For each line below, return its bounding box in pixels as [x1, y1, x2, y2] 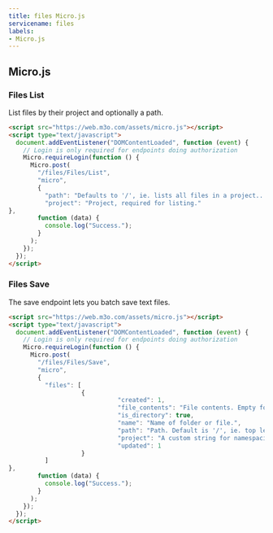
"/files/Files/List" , [37, 168, 111, 177]
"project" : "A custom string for [117, 434, 231, 442]
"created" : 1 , [117, 396, 165, 404]
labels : [8, 27, 35, 35]
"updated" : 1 [117, 441, 162, 450]
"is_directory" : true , [117, 412, 195, 420]
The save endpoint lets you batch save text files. [8, 297, 171, 307]
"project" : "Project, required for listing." [44, 199, 201, 208]
